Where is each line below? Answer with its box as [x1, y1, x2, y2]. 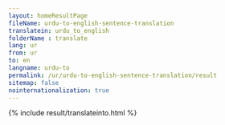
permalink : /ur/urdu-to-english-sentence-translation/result [8, 71, 218, 79]
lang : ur [8, 42, 38, 50]
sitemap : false [8, 79, 59, 87]
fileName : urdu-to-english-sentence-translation [8, 19, 174, 27]
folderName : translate [8, 34, 88, 42]
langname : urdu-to [8, 64, 70, 72]
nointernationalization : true [8, 86, 110, 95]
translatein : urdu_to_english [8, 26, 110, 34]
